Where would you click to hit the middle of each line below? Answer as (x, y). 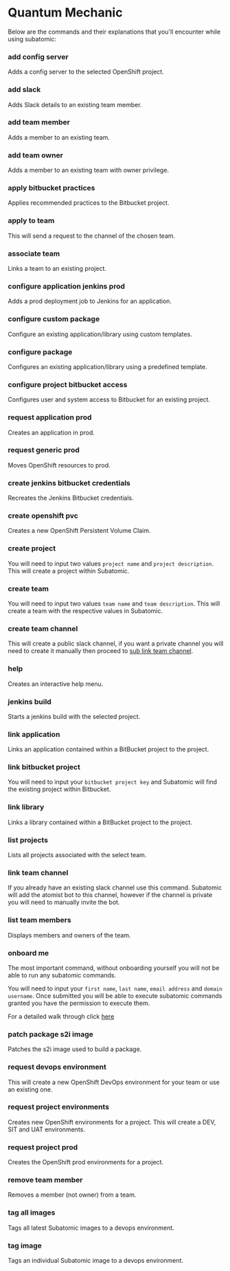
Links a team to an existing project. (57, 269)
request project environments (58, 1107)
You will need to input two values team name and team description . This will (114, 604)
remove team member (45, 1180)
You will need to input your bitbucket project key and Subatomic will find (113, 782)
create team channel (43, 628)
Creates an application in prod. (51, 432)
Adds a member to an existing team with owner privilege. (89, 170)
